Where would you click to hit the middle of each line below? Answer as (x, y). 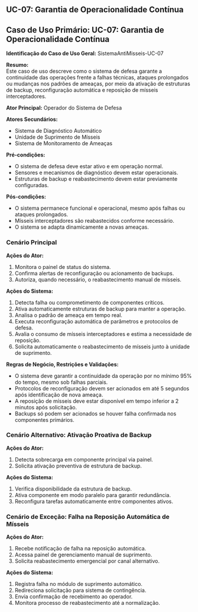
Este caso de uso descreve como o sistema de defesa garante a (84, 71)
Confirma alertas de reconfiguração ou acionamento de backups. (94, 273)
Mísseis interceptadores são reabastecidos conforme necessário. (94, 221)
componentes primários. (45, 419)
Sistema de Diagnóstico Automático (58, 131)
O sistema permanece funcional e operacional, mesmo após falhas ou (100, 208)
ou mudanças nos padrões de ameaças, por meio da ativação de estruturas (98, 84)
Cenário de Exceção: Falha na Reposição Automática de (88, 517)
